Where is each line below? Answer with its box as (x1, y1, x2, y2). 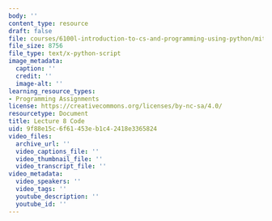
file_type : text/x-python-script (8, 49, 121, 57)
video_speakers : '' (15, 177, 82, 186)
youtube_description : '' (15, 192, 100, 201)
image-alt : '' (15, 79, 63, 87)
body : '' (8, 11, 38, 20)
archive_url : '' (15, 139, 70, 148)
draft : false (8, 27, 53, 35)
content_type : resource (8, 19, 89, 28)
